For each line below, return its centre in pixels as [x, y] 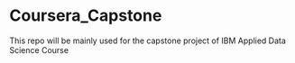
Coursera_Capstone [86, 16]
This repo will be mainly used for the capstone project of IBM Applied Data [148, 40]
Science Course [39, 49]
